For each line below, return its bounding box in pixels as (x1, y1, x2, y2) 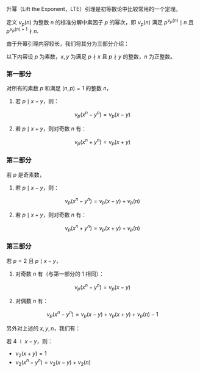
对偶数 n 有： (15, 298, 49, 305)
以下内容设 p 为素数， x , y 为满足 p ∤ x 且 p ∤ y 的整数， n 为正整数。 (6, 53, 176, 60)
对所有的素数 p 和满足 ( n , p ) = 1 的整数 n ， (6, 85, 112, 92)
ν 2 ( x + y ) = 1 (15, 349, 47, 359)
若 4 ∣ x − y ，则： (6, 337, 53, 345)
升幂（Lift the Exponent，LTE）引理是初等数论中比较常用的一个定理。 (6, 5, 181, 12)
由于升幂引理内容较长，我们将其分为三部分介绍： (6, 40, 129, 48)
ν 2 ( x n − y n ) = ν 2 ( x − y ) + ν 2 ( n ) (15, 357, 91, 367)
